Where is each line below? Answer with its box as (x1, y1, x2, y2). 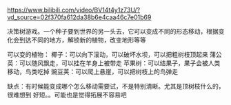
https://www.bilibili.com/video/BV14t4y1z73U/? (7, 6, 140, 14)
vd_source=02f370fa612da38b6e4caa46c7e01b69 (7, 13, 152, 21)
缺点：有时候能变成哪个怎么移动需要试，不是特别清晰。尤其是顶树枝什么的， (7, 82, 225, 90)
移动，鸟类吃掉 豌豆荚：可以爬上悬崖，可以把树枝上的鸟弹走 (7, 68, 178, 75)
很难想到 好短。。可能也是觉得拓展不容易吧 (7, 91, 127, 99)
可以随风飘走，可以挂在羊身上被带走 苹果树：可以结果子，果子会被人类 (19, 59, 221, 67)
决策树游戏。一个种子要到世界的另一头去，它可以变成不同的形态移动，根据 (7, 27, 219, 35)
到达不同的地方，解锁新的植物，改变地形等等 (19, 36, 146, 44)
